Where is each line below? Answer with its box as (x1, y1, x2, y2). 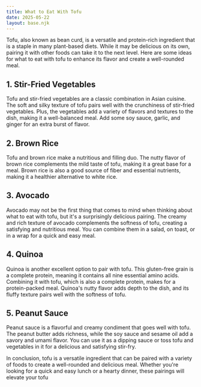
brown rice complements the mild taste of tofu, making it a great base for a (6, 160, 191, 167)
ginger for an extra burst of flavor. (6, 121, 90, 128)
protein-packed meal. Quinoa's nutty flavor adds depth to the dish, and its (6, 284, 189, 292)
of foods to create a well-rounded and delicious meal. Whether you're (6, 361, 179, 368)
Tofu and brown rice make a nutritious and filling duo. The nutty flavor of (6, 154, 186, 161)
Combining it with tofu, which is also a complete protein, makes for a (6, 278, 176, 285)
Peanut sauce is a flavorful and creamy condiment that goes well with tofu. (6, 324, 191, 331)
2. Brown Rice (6, 138, 59, 148)
